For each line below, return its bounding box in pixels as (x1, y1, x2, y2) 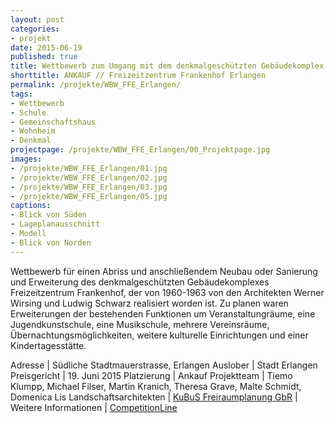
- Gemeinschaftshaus (10, 117, 97, 127)
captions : (10, 201, 52, 211)
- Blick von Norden (10, 237, 92, 248)
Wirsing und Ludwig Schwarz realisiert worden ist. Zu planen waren (10, 297, 289, 309)
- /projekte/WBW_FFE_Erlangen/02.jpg (10, 172, 168, 183)
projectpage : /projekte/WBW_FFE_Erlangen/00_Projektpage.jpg (10, 145, 271, 155)
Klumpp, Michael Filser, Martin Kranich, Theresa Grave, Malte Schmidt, (10, 380, 302, 392)
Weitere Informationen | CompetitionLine (10, 401, 178, 413)
